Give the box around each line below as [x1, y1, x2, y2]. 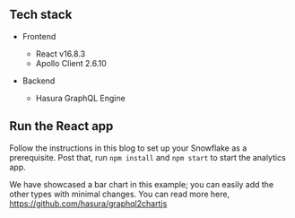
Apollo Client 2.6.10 [35, 57, 108, 68]
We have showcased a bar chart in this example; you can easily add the [9, 179, 274, 189]
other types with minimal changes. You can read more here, [9, 188, 230, 199]
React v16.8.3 [35, 48, 86, 59]
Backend [22, 75, 56, 86]
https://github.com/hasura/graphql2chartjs [9, 197, 168, 209]
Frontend [22, 31, 56, 41]
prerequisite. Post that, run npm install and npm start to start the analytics [9, 152, 287, 162]
